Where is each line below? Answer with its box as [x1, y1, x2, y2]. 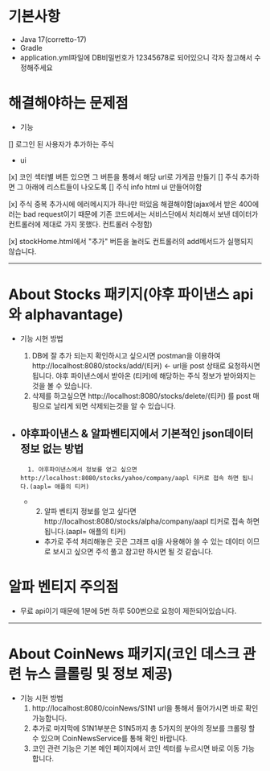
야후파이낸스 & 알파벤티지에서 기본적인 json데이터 [19, 427, 254, 441]
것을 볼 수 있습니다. [31, 380, 92, 391]
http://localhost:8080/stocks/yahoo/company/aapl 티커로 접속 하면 [19, 474, 239, 482]
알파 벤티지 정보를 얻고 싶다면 [43, 506, 137, 516]
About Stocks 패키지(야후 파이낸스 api [8, 285, 254, 304]
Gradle [19, 43, 43, 52]
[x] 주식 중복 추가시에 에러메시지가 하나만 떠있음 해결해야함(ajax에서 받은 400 [8, 199, 253, 209]
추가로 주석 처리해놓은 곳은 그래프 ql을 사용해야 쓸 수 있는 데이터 [43, 537, 245, 546]
